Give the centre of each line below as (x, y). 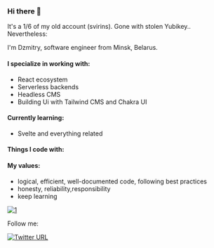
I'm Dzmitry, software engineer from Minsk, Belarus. (82, 48)
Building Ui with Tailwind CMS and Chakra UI (82, 102)
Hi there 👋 (25, 11)
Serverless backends (48, 86)
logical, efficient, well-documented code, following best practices (112, 181)
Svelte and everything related (60, 133)
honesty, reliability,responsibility (64, 188)
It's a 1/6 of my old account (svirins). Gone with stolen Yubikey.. (99, 27)
